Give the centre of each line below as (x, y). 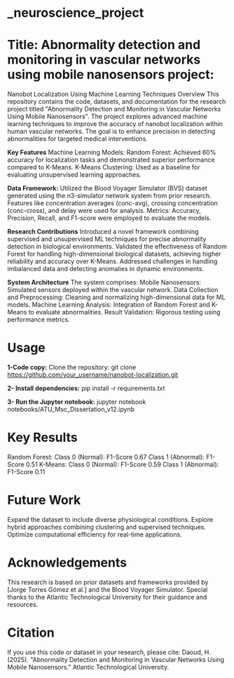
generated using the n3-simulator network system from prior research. (109, 196)
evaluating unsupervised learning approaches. (74, 175)
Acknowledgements (67, 563)
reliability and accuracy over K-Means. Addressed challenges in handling (112, 261)
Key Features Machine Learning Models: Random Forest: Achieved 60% (112, 153)
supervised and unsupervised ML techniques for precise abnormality (107, 239)
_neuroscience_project (76, 13)
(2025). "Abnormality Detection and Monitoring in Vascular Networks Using (116, 659)
